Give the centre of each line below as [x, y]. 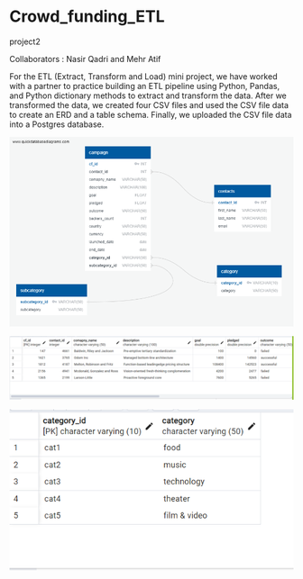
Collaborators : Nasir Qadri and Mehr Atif [85, 59]
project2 [25, 41]
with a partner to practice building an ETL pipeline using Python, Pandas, [145, 86]
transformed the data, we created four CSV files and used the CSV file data [149, 104]
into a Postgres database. [57, 124]
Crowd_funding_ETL [87, 17]
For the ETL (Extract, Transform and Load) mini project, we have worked [143, 76]
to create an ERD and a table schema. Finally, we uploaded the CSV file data [151, 114]
